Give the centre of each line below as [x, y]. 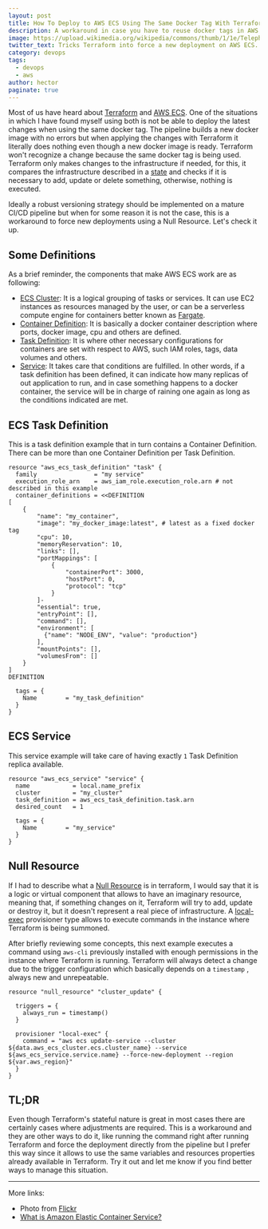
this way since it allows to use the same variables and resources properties [132, 1153]
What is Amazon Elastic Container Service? [91, 1217]
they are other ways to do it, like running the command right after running [129, 1136]
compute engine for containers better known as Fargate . [112, 315]
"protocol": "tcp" [96, 586]
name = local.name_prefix [78, 786]
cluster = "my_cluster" [69, 793]
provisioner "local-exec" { [62, 1034]
